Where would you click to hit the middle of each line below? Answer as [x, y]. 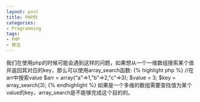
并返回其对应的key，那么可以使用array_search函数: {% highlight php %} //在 [100, 70]
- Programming [24, 28]
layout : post [22, 12]
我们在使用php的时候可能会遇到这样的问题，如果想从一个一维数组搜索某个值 [100, 63]
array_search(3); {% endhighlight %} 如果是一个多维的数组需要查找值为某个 [99, 85]
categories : [21, 23]
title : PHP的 [22, 17]
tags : [13, 34]
